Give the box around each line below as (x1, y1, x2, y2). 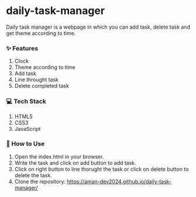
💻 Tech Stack (6, 98, 47, 106)
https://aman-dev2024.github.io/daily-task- (67, 178, 172, 185)
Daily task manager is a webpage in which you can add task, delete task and (6, 23, 190, 30)
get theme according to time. (6, 29, 76, 36)
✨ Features (6, 44, 39, 52)
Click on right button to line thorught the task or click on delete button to (14, 165, 189, 172)
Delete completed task (14, 82, 69, 89)
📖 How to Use (6, 140, 45, 148)
